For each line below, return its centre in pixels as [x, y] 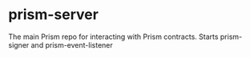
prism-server [53, 15]
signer [19, 44]
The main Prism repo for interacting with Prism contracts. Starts [113, 37]
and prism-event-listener [72, 44]
